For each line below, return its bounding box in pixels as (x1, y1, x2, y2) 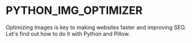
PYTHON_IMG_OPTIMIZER (6, 4, 143, 18)
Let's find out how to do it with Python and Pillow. (6, 30, 130, 37)
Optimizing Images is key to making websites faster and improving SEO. (6, 24, 186, 31)
